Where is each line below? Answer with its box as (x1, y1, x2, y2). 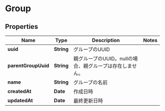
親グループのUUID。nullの (73, 55, 133, 62)
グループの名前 (73, 79, 108, 86)
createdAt (7, 88, 32, 94)
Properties (5, 22, 38, 31)
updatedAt (7, 97, 33, 104)
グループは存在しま (88, 63, 132, 69)
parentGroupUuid (7, 62, 50, 69)
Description (91, 37, 120, 44)
